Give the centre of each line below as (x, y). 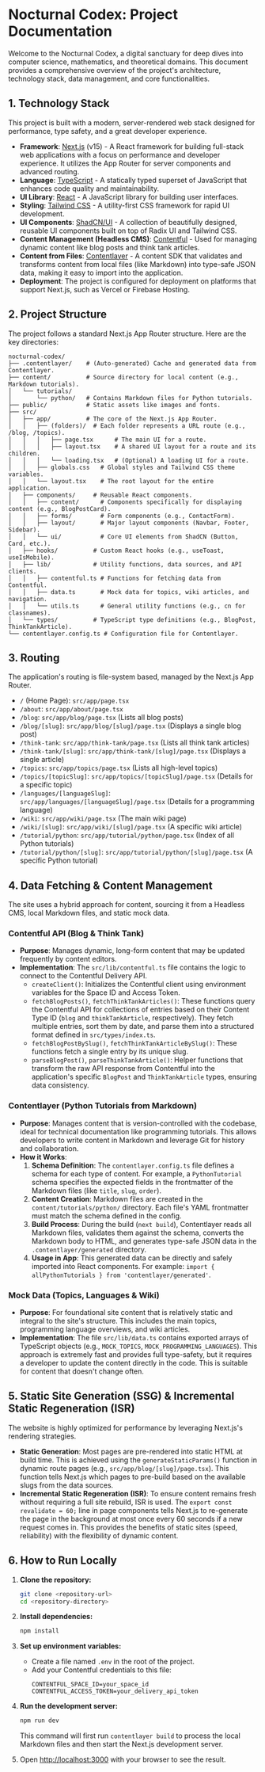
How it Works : (43, 1157)
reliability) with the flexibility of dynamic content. (99, 1535)
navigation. (28, 599)
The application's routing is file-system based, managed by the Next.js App (131, 677)
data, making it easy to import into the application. (101, 272)
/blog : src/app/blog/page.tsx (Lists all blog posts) (102, 718)
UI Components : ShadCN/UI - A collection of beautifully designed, (128, 222)
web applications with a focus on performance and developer (120, 154)
